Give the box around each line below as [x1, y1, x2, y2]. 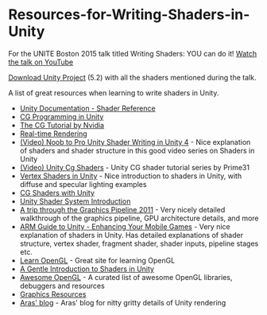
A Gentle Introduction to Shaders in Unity [19, 264, 155, 274]
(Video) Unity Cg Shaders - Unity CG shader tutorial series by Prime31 [19, 162, 250, 172]
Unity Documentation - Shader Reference [19, 103, 157, 113]
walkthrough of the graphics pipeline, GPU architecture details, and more [19, 213, 259, 223]
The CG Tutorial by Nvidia [19, 120, 105, 130]
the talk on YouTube [8, 57, 74, 67]
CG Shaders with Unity [19, 188, 95, 197]
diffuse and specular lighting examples [19, 179, 147, 189]
